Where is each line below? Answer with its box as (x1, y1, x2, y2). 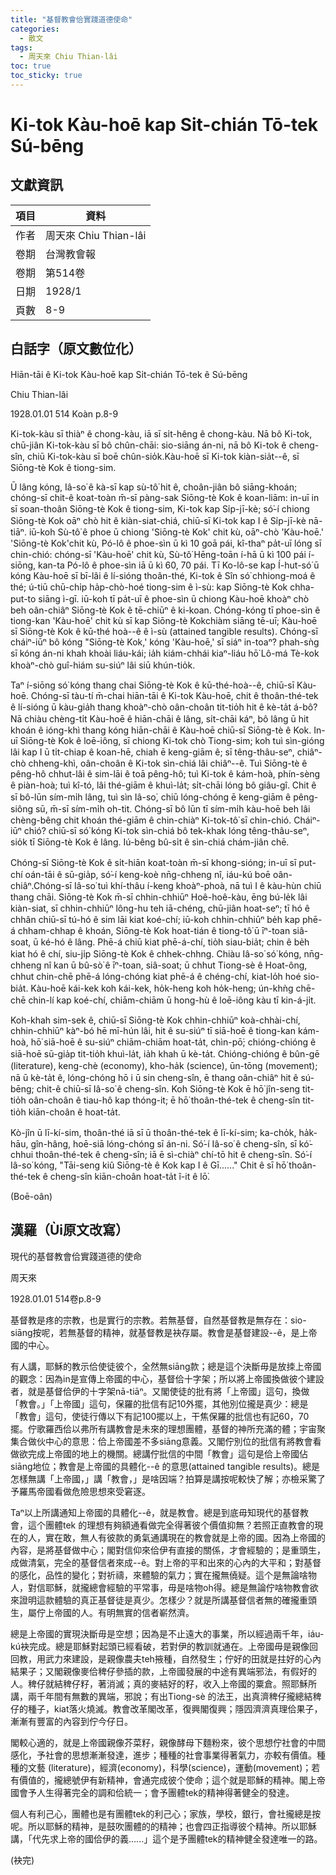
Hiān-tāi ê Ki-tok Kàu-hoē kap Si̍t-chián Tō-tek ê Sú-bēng (10, 368, 248, 380)
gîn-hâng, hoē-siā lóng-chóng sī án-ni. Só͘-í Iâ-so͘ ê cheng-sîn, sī (30, 1137, 297, 1150)
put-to (10, 592, 37, 605)
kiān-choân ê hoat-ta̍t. (28, 1106, 121, 1118)
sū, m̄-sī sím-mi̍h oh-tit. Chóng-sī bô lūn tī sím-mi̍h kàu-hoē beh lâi (34, 802, 311, 815)
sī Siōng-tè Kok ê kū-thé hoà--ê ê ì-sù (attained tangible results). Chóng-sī (10, 625, 318, 637)
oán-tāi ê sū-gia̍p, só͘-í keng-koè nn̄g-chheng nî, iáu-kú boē (24, 868, 271, 880)
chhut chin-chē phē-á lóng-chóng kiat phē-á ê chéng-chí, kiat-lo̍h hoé (10, 970, 302, 982)
